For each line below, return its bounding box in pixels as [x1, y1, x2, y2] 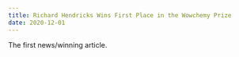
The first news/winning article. [8, 40, 108, 49]
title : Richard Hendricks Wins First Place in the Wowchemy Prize [8, 11, 232, 20]
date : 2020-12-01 [8, 19, 66, 27]
